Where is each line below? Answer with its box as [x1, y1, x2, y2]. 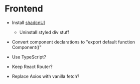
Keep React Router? [11, 63, 53, 69]
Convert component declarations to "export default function [11, 38, 136, 45]
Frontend [4, 3, 43, 14]
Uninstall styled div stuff [19, 29, 69, 35]
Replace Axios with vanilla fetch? [11, 73, 80, 79]
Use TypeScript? [11, 53, 46, 60]
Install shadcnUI [11, 19, 45, 25]
